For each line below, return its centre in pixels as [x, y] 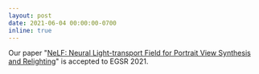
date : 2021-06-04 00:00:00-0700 [62, 23]
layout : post [30, 16]
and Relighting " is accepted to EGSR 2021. [78, 61]
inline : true [30, 30]
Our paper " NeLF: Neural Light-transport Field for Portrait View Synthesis [129, 53]
